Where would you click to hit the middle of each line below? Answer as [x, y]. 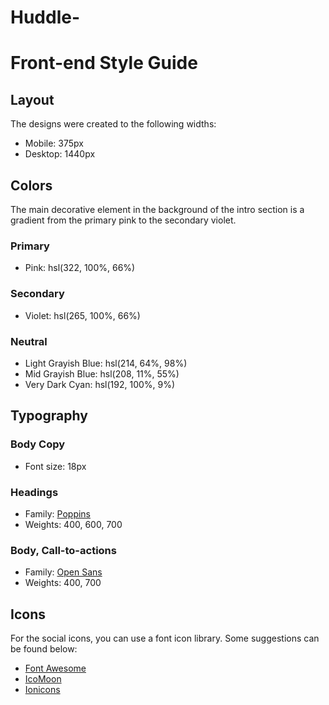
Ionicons [42, 689]
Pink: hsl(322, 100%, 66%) [80, 268]
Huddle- [45, 17]
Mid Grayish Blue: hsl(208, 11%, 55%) [102, 373]
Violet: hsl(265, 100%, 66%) [82, 315]
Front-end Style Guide [104, 63]
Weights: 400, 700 [63, 583]
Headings [34, 492]
